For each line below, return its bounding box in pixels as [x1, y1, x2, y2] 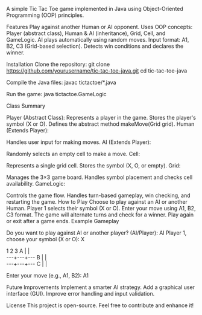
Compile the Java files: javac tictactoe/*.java [6, 79, 116, 86]
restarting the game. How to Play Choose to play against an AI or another [6, 198, 188, 205]
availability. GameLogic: [6, 180, 65, 187]
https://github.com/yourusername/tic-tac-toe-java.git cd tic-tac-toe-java [6, 67, 188, 74]
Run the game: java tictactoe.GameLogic [6, 91, 107, 97]
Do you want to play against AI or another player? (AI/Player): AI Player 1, [6, 229, 187, 236]
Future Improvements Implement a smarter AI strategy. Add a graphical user [6, 284, 195, 291]
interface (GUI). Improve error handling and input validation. [6, 290, 155, 297]
